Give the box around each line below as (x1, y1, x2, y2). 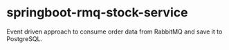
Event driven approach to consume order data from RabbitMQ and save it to (6, 27, 223, 36)
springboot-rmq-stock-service (6, 5, 188, 21)
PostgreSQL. (6, 34, 43, 42)
